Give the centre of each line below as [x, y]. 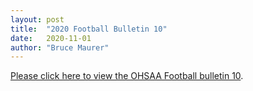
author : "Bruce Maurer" [60, 47]
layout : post [37, 19]
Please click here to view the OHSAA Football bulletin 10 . [127, 76]
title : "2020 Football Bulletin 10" [89, 29]
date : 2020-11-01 [51, 38]
